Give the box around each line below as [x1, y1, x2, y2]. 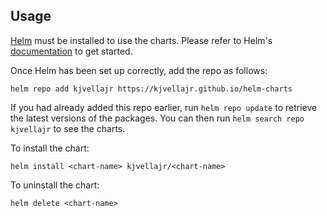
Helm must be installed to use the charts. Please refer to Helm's [10, 34, 273, 46]
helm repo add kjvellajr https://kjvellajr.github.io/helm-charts [10, 84, 293, 94]
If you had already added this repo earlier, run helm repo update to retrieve [10, 101, 318, 113]
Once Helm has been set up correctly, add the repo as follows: [10, 64, 268, 76]
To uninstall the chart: [10, 179, 100, 191]
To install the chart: [10, 142, 90, 154]
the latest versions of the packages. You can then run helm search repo [10, 112, 305, 124]
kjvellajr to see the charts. [10, 122, 126, 134]
